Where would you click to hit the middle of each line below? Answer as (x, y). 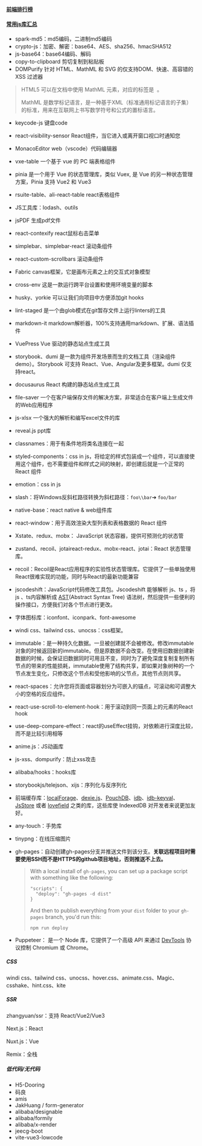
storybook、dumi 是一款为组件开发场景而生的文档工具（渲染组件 (95, 356)
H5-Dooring (30, 1085)
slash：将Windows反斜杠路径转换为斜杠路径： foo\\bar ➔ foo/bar (96, 497)
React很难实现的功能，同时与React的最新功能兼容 (77, 576)
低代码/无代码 (23, 1069)
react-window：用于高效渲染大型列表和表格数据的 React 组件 (91, 523)
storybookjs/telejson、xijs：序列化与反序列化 (71, 785)
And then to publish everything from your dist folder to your (105, 910)
